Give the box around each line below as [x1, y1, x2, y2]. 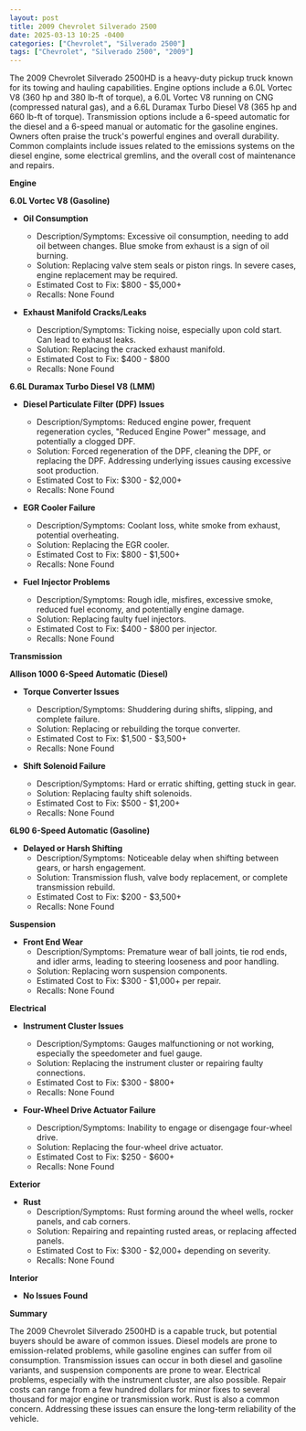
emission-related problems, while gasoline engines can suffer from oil [9, 1345, 272, 1356]
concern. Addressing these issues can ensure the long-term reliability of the [9, 1404, 297, 1415]
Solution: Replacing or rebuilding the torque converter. [36, 723, 240, 734]
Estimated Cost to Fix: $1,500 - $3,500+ [36, 733, 187, 744]
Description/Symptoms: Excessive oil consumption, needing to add [36, 230, 290, 242]
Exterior [9, 1179, 41, 1190]
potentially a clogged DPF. [36, 436, 136, 447]
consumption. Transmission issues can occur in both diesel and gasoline [9, 1355, 283, 1366]
